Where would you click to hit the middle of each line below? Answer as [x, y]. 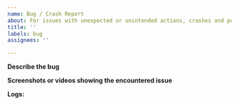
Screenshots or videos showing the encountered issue [90, 81]
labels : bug [25, 34]
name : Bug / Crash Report [46, 14]
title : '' [22, 27]
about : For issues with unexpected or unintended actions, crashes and [116, 21]
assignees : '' [28, 40]
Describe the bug [33, 67]
